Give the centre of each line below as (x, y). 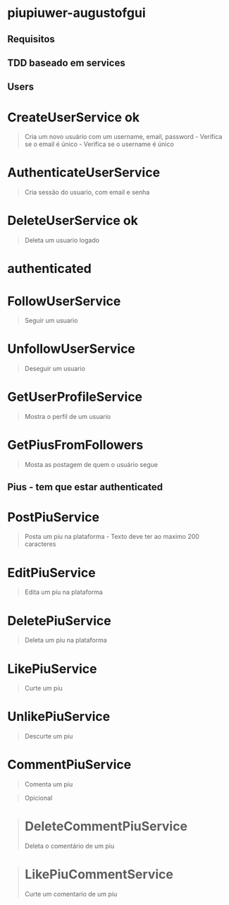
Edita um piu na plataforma (64, 592)
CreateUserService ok (73, 117)
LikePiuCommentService (99, 874)
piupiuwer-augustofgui (76, 13)
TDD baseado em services (66, 62)
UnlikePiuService (59, 717)
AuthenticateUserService (84, 172)
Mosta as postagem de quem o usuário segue (91, 465)
